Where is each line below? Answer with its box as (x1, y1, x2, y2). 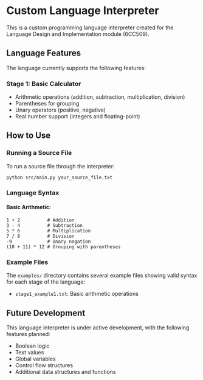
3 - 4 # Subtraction (6, 222, 83, 229)
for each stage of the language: (6, 278, 85, 285)
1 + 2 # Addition (6, 217, 75, 223)
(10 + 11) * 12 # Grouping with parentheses (6, 243, 121, 250)
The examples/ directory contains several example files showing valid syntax (6, 272, 198, 279)
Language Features (6, 48, 81, 59)
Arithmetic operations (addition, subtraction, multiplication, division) (15, 93, 185, 101)
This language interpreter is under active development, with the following (6, 324, 190, 331)
